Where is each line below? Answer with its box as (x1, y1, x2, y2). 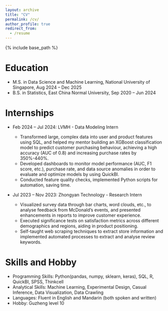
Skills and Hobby (5, 257, 77, 268)
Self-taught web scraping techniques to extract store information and (20, 228, 163, 234)
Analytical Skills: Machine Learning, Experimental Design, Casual (12, 284, 147, 290)
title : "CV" (5, 12, 30, 17)
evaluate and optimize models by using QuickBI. (20, 171, 119, 177)
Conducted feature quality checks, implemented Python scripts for (20, 176, 158, 182)
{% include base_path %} (5, 45, 58, 50)
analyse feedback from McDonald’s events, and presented (20, 207, 141, 213)
